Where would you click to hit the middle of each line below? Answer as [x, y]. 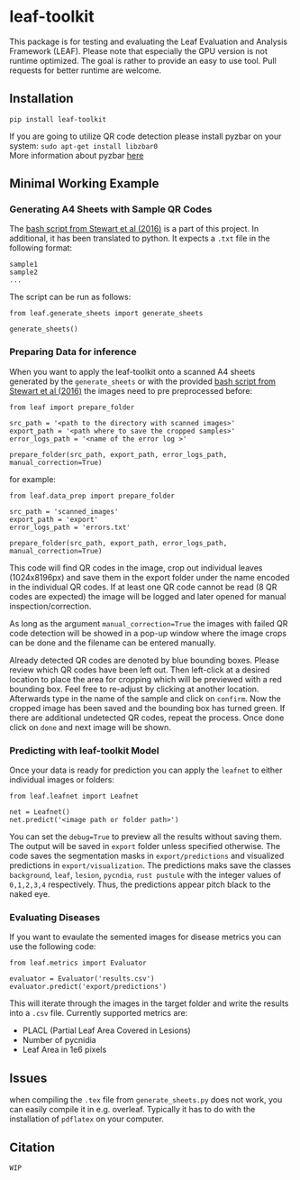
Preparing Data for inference [73, 352]
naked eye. [30, 894]
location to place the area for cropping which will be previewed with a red [145, 679]
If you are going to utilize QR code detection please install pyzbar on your [145, 136]
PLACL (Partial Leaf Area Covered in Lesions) [106, 1030]
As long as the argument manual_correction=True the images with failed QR [149, 623]
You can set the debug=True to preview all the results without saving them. [145, 837]
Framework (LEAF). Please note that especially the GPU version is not [139, 50]
